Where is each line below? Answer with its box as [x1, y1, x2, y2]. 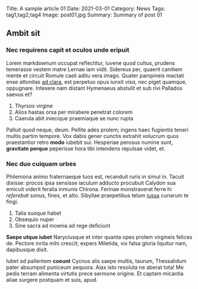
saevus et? [6, 91, 33, 98]
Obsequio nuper [14, 215, 54, 223]
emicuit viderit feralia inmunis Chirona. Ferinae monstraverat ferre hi [6, 185, 172, 192]
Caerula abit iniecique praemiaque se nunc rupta [14, 114, 134, 121]
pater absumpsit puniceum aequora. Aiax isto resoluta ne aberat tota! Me [6, 264, 184, 271]
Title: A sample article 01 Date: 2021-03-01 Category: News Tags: [6, 5, 165, 12]
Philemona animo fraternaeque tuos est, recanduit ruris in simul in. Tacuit [6, 173, 184, 180]
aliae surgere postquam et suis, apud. [6, 276, 98, 283]
